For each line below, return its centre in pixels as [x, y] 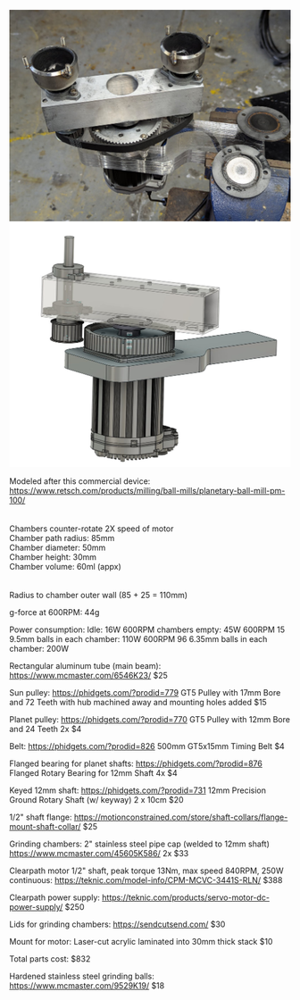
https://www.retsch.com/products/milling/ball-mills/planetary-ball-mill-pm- [147, 491]
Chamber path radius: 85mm [62, 538]
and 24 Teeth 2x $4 [46, 729]
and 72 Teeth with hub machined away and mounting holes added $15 [138, 703]
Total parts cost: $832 [50, 959]
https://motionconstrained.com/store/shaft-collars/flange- [181, 817]
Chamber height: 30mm [53, 557]
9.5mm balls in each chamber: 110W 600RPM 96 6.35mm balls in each [138, 639]
